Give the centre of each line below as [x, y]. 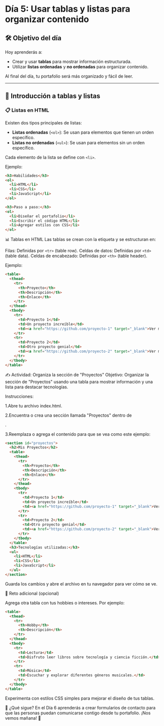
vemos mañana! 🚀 [23, 718]
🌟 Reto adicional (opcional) [32, 593]
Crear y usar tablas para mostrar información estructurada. [72, 61]
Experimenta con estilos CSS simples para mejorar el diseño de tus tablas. [80, 698]
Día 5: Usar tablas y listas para [68, 9]
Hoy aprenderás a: [24, 52]
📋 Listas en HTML [27, 110]
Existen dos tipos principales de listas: [43, 122]
